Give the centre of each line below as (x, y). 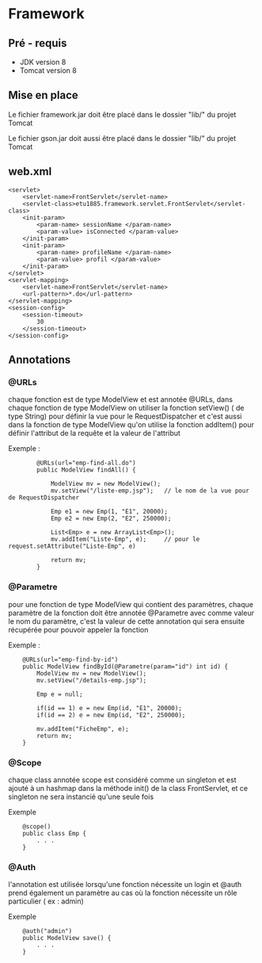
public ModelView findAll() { (86, 470)
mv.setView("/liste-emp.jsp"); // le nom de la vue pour (150, 491)
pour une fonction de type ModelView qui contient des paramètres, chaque (131, 604)
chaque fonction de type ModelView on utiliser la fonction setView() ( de (126, 408)
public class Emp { (55, 833)
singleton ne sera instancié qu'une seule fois (81, 797)
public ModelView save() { (67, 938)
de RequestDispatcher (44, 498)
